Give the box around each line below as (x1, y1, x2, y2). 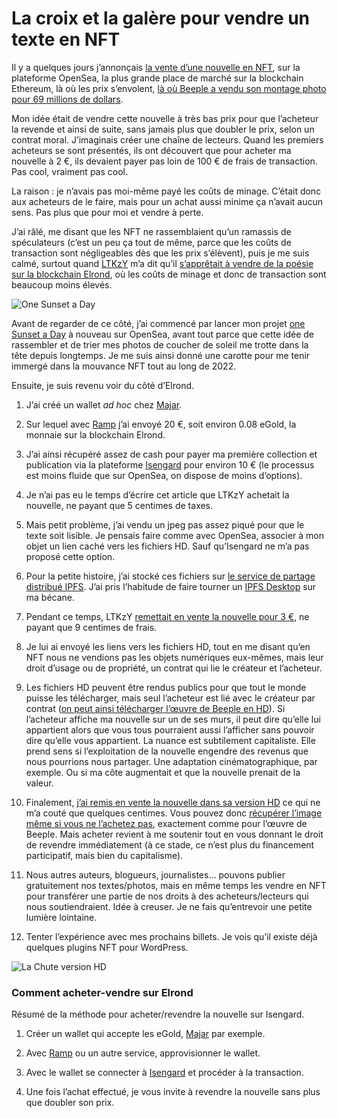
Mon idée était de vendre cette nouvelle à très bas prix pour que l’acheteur (11, 112, 319, 124)
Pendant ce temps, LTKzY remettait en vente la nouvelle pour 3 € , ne (25, 610, 310, 622)
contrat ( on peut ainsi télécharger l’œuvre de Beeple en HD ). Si (25, 702, 286, 714)
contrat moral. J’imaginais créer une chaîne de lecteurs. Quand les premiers (11, 133, 324, 146)
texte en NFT (11, 28, 121, 51)
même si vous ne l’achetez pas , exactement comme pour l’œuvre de (25, 817, 308, 829)
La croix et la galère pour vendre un (11, 7, 311, 30)
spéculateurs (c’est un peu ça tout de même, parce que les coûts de (11, 236, 292, 248)
